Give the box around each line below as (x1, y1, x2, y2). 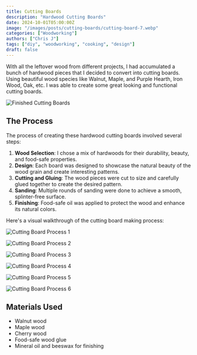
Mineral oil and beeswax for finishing (14, 343, 104, 350)
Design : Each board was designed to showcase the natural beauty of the (14, 162, 192, 169)
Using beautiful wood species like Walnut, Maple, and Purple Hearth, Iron (6, 75, 183, 82)
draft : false (6, 47, 38, 53)
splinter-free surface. (14, 193, 66, 200)
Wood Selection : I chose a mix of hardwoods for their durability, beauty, (14, 149, 189, 156)
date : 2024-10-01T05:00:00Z (6, 19, 75, 25)
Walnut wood (14, 317, 47, 324)
